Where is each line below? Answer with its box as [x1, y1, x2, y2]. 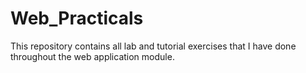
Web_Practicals [10, 7, 144, 30]
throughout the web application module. [10, 50, 175, 62]
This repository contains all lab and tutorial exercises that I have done [10, 40, 297, 52]
